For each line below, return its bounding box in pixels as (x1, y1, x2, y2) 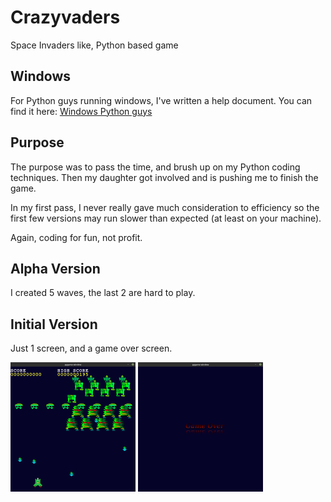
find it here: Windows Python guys (10, 105, 153, 117)
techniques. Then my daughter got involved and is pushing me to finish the (10, 171, 319, 183)
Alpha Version (10, 260, 101, 277)
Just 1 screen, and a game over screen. (10, 342, 173, 355)
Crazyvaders (10, 6, 121, 29)
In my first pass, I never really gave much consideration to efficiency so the (10, 201, 320, 213)
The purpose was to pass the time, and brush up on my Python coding (10, 161, 301, 173)
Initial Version (10, 316, 98, 333)
